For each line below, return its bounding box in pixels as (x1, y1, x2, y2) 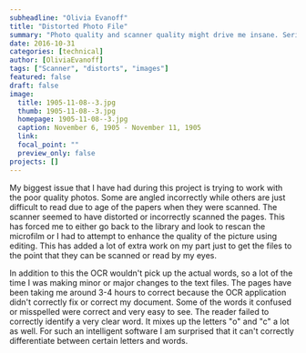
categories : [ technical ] (9, 47, 104, 56)
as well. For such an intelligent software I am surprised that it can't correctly (9, 325, 294, 337)
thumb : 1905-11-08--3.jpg (17, 106, 117, 116)
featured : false (9, 73, 71, 82)
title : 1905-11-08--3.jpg (17, 97, 117, 107)
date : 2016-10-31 (9, 38, 76, 48)
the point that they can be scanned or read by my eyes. (9, 249, 217, 260)
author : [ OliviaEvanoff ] (9, 55, 104, 65)
